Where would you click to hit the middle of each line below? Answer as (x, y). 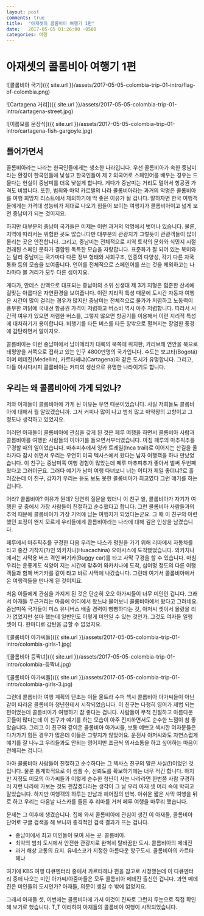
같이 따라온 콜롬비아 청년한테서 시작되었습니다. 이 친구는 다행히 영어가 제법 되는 (100, 704)
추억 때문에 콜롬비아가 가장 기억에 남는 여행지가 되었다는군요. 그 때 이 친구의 (97, 514)
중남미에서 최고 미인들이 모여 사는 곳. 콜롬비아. (70, 835)
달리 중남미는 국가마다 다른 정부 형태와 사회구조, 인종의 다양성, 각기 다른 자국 (104, 257)
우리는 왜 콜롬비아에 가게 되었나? (64, 388)
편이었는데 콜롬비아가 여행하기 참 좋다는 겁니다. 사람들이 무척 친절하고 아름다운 (100, 712)
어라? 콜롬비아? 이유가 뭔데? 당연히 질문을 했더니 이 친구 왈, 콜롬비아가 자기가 (98, 498)
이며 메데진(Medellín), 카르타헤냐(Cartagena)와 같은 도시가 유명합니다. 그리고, (100, 359)
